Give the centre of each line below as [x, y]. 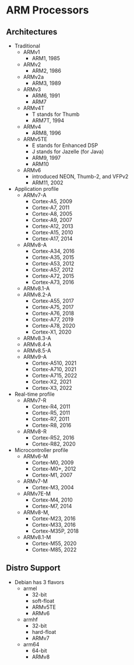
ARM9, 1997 [46, 158]
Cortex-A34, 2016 [53, 251]
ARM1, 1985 [46, 58]
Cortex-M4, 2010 [52, 500]
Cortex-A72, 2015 [53, 276]
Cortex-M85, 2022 [54, 550]
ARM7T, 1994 [48, 120]
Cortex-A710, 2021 [54, 369]
